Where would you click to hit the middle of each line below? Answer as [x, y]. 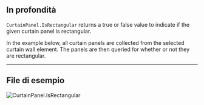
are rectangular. [26, 56]
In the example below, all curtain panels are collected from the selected [95, 42]
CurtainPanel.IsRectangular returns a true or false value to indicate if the [98, 24]
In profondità [31, 10]
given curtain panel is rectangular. [49, 31]
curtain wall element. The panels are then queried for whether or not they [98, 49]
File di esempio [36, 80]
